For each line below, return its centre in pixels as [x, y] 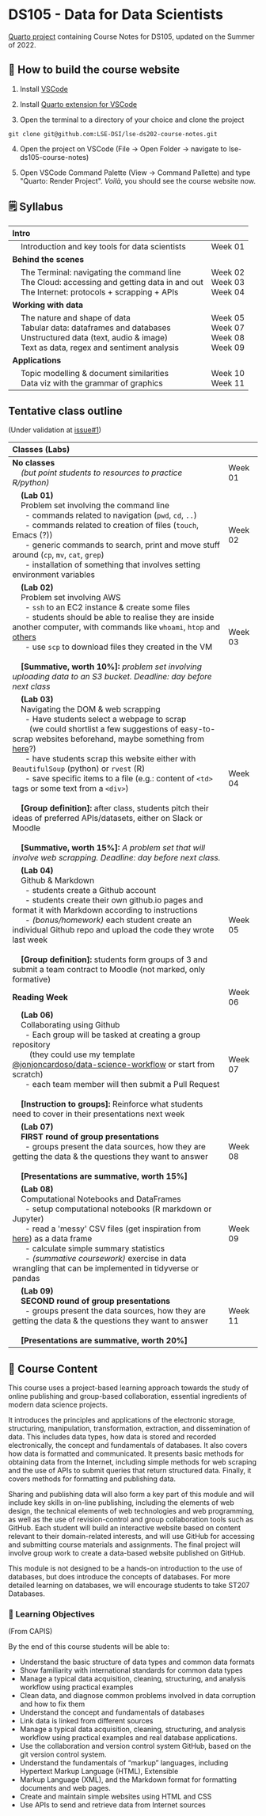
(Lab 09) [37, 1291]
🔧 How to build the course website [94, 70]
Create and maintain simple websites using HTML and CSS [116, 1797]
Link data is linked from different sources [86, 1721]
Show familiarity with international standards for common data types [131, 1670]
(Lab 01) [37, 496]
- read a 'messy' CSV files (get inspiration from [113, 1229]
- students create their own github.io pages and [114, 900]
